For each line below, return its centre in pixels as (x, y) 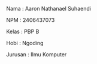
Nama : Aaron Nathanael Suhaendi (49, 9)
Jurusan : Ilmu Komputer (37, 55)
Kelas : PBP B (23, 31)
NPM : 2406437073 (31, 20)
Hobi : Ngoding (25, 43)
